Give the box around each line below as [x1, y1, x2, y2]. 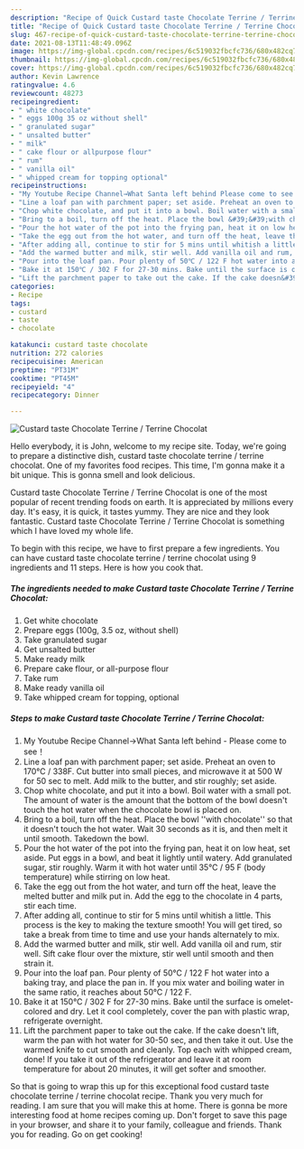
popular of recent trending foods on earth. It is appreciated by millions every [10, 497, 294, 508]
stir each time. [23, 901, 78, 911]
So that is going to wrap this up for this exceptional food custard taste [10, 1081, 270, 1092]
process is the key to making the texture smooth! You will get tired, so [23, 920, 282, 930]
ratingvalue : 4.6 [10, 80, 76, 89]
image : [10, 47, 35, 56]
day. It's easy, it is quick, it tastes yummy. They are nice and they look [10, 507, 270, 518]
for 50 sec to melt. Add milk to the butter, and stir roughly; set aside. [23, 776, 278, 787]
